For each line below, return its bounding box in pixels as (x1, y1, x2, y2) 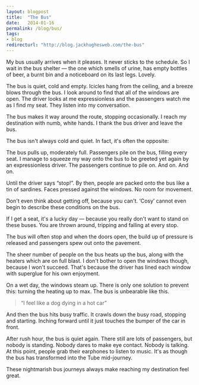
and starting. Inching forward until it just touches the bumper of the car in (6, 317, 186, 324)
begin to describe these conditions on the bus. (6, 203, 121, 210)
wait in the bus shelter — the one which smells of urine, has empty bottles (6, 64, 188, 72)
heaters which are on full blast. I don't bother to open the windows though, (6, 257, 189, 264)
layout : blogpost (6, 8, 49, 15)
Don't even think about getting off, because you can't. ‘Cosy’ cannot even (6, 197, 187, 204)
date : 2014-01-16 (6, 20, 55, 26)
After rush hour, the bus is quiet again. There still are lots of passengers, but (6, 335, 192, 342)
